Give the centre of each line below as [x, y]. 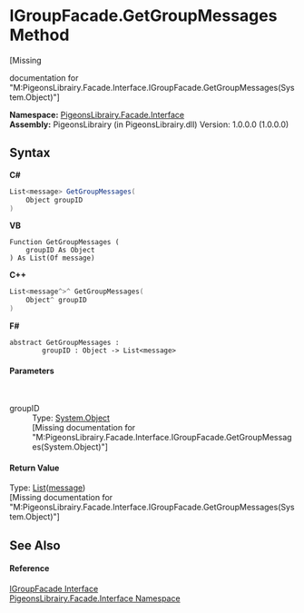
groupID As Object [60, 251]
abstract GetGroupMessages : [64, 342]
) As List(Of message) [52, 258]
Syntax [30, 153]
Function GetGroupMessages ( [64, 242]
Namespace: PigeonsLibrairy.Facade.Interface [97, 114]
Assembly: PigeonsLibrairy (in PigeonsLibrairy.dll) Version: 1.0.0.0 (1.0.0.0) [149, 124]
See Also [35, 545]
